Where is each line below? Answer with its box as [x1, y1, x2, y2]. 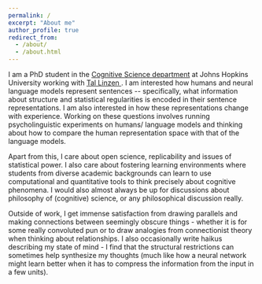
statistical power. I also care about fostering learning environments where [8, 160, 246, 169]
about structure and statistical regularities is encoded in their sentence [8, 95, 238, 104]
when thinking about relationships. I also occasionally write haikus [8, 234, 223, 243]
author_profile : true [8, 26, 79, 34]
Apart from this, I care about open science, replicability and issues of [8, 152, 232, 161]
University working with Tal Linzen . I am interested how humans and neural [8, 78, 253, 87]
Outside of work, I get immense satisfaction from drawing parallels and [8, 209, 238, 218]
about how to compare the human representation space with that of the [8, 128, 240, 138]
